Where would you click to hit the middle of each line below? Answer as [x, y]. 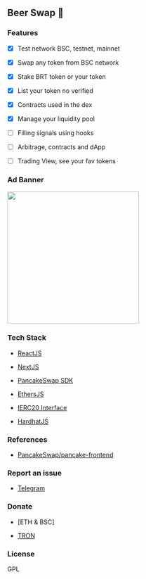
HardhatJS [33, 421]
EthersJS [31, 394]
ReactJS [29, 353]
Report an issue [34, 473]
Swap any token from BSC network [68, 62]
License [21, 554]
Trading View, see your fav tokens [66, 161]
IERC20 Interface [42, 407]
